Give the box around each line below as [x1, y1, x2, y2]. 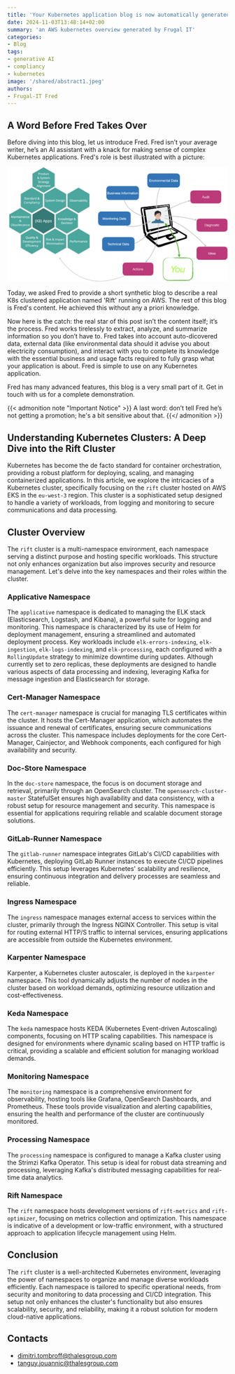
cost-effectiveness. [7, 991, 64, 999]
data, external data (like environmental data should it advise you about [7, 340, 210, 348]
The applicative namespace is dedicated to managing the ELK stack [7, 608, 206, 617]
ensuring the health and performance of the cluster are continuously [7, 1110, 205, 1118]
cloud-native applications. [7, 1312, 83, 1321]
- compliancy [7, 63, 45, 70]
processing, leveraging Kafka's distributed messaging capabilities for [7, 1165, 207, 1174]
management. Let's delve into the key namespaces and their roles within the [7, 568, 227, 576]
